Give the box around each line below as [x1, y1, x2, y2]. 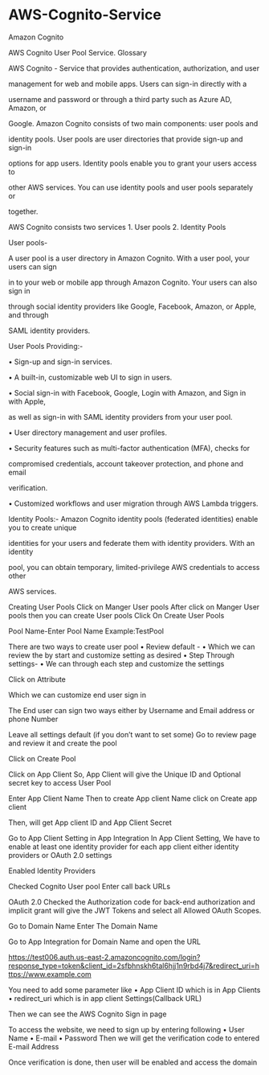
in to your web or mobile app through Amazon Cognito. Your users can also [8, 277, 258, 287]
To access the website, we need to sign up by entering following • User [8, 1024, 245, 1034]
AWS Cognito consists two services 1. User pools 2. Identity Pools [8, 222, 226, 232]
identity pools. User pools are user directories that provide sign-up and [8, 134, 243, 144]
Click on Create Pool [8, 753, 76, 763]
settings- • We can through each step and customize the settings [8, 659, 225, 668]
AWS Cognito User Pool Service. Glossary [8, 47, 147, 57]
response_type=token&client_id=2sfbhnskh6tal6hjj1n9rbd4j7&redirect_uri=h [8, 961, 259, 970]
